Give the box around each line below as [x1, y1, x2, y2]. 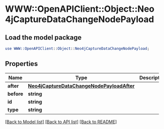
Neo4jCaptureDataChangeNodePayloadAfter [28, 82, 135, 89]
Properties [5, 60, 38, 68]
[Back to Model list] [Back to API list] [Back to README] [5, 119, 117, 125]
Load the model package [5, 33, 82, 42]
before [7, 90, 23, 97]
